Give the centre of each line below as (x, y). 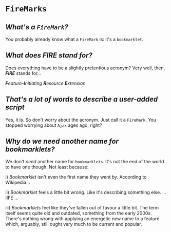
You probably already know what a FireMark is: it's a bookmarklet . (74, 39)
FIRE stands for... (23, 73)
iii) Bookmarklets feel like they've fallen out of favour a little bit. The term (82, 208)
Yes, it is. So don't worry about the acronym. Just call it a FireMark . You (81, 120)
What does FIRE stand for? (49, 55)
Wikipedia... (18, 182)
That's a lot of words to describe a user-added (82, 99)
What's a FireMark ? (37, 27)
